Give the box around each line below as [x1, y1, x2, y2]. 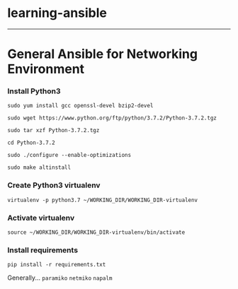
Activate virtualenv [7, 213, 75, 223]
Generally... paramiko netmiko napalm [7, 273, 113, 282]
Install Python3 [7, 86, 61, 96]
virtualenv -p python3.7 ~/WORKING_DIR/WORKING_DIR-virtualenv [7, 196, 198, 204]
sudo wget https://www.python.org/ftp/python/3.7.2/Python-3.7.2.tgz [7, 114, 217, 122]
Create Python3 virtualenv [7, 180, 101, 190]
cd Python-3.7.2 [7, 139, 55, 146]
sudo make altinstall [7, 164, 72, 171]
